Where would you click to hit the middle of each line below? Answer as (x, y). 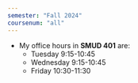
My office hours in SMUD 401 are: (75, 45)
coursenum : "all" (36, 23)
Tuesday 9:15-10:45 (63, 54)
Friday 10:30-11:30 (61, 70)
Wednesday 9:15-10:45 (68, 62)
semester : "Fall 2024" (45, 15)
